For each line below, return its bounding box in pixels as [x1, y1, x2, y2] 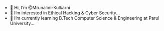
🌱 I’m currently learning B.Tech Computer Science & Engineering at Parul [9, 15, 160, 21]
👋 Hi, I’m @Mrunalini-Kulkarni [9, 5, 71, 10]
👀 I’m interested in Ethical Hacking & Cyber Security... [9, 10, 120, 16]
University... [9, 20, 35, 26]
